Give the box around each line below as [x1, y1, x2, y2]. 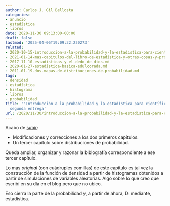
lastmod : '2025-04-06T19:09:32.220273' [5, 40, 90, 45]
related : [5, 45, 24, 50]
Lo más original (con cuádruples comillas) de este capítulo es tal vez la [5, 165, 153, 171]
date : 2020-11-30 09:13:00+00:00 [5, 31, 76, 36]
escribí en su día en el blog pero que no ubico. [5, 180, 102, 187]
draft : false [5, 36, 33, 41]
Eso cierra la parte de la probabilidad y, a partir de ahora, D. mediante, [5, 190, 152, 196]
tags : [5, 73, 17, 78]
